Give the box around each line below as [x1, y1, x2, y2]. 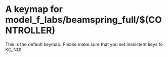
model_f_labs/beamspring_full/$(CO [5, 14, 162, 25]
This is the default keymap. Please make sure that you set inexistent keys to [5, 41, 163, 47]
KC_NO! [5, 46, 22, 52]
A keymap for [5, 3, 63, 15]
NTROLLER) [5, 25, 56, 36]
